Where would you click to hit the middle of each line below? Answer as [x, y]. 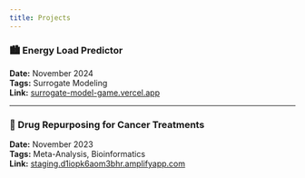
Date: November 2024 [51, 73]
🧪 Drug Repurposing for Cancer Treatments [107, 124]
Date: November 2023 [51, 144]
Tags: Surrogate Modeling [59, 83]
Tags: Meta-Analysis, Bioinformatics [78, 154]
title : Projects [40, 18]
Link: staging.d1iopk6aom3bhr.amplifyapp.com [98, 163]
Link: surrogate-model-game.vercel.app [85, 93]
